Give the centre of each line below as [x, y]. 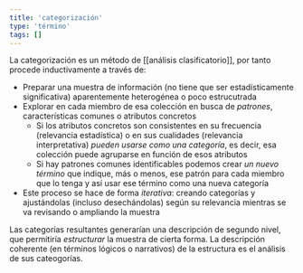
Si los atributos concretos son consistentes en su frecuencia [149, 126]
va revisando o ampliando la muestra [91, 212]
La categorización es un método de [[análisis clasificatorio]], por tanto [140, 61]
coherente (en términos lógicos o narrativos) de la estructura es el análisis [148, 249]
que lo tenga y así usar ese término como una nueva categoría [152, 184]
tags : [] [26, 34]
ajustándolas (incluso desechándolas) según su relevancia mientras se [154, 202]
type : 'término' [40, 26]
